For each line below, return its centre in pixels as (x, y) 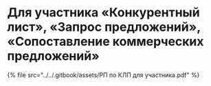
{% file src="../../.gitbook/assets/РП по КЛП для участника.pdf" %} (103, 75)
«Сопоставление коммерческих (105, 42)
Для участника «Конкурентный (104, 13)
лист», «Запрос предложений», (104, 27)
